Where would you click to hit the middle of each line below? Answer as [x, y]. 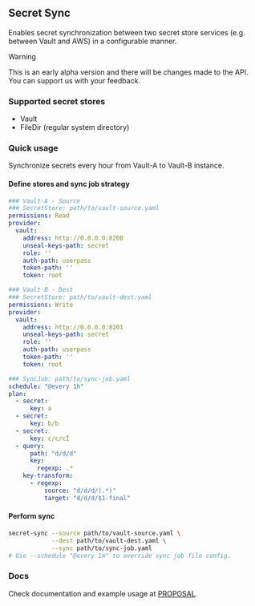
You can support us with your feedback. [75, 80]
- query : [30, 446]
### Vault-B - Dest [41, 290]
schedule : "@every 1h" [46, 386]
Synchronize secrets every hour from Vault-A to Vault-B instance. [116, 166]
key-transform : [48, 476]
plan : [17, 394]
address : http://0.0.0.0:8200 [73, 238]
